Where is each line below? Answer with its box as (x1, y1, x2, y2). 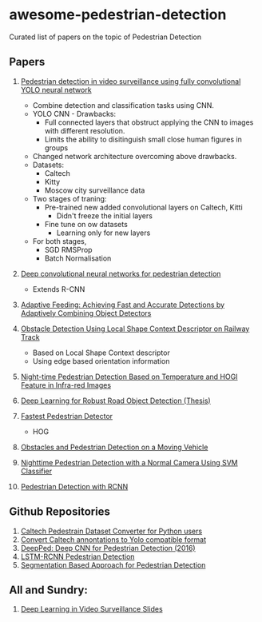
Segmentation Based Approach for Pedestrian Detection (20, 560, 206, 569)
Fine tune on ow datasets (44, 219, 129, 229)
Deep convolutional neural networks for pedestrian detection (20, 269, 221, 278)
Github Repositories (9, 505, 111, 519)
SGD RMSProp (44, 245, 93, 254)
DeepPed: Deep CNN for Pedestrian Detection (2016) (20, 543, 196, 552)
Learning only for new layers (56, 228, 151, 237)
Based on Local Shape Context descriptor (32, 348, 170, 357)
